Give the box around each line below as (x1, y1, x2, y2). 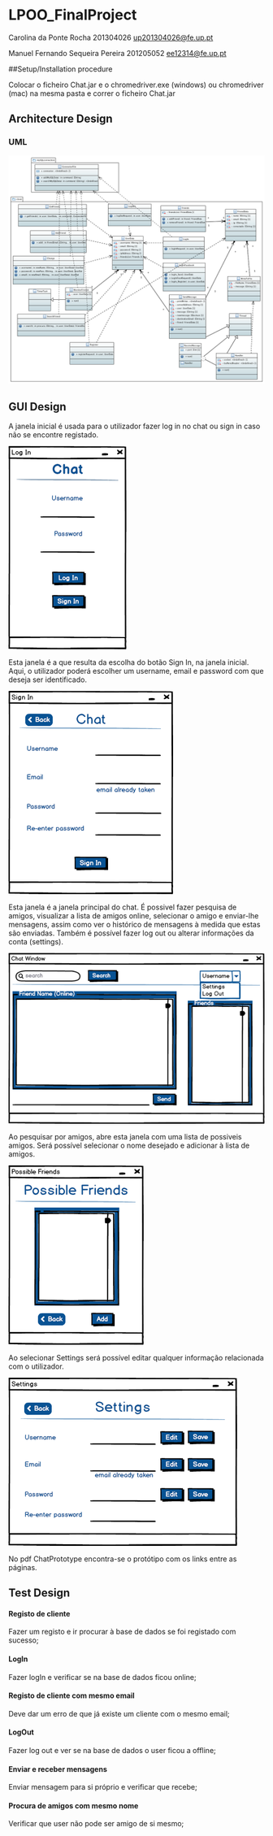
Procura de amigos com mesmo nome (8, 1800, 139, 1810)
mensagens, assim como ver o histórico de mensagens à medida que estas (8, 920, 261, 930)
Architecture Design (8, 112, 113, 126)
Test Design (8, 1586, 71, 1600)
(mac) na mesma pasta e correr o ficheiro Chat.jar (8, 88, 176, 98)
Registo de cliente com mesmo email (8, 1691, 136, 1700)
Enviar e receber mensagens (8, 1764, 107, 1773)
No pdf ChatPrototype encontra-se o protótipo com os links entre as (8, 1554, 237, 1564)
